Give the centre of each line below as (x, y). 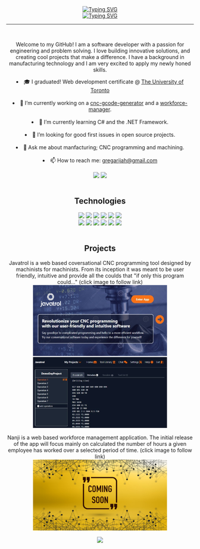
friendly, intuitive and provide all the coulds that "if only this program (100, 275)
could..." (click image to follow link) (100, 282)
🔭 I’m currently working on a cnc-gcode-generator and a (89, 103)
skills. (100, 70)
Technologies (100, 201)
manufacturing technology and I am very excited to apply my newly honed (100, 63)
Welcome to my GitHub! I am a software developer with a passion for (100, 44)
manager (99, 109)
